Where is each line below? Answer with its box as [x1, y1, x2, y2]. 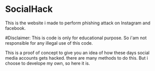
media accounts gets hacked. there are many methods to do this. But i [5, 55, 148, 61]
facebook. [5, 25, 26, 31]
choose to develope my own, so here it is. [5, 60, 90, 66]
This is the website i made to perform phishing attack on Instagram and [5, 20, 151, 26]
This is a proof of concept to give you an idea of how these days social [5, 50, 150, 56]
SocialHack [5, 3, 53, 15]
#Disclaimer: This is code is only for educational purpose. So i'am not [5, 35, 147, 41]
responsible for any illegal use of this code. [5, 40, 93, 46]
